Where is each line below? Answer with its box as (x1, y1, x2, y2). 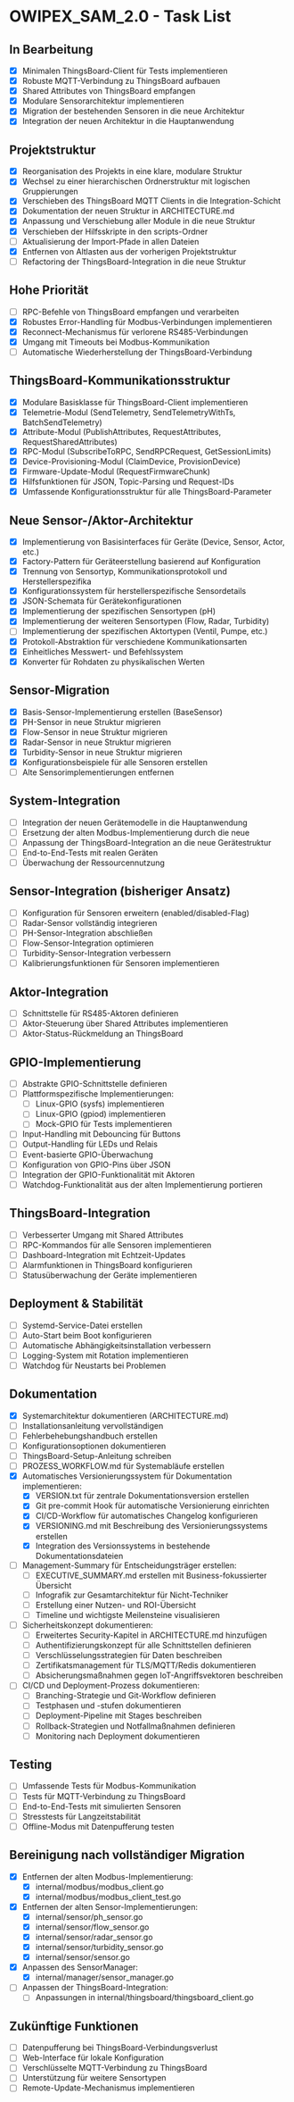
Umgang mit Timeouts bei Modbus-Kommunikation (21, 337, 210, 347)
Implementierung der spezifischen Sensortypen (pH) (21, 605, 216, 617)
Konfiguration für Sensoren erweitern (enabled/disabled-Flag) (21, 907, 249, 918)
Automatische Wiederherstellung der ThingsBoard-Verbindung (21, 346, 252, 357)
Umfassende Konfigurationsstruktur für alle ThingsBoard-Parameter (21, 487, 272, 497)
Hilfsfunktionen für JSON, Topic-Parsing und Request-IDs (21, 476, 234, 488)
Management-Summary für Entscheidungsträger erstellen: (21, 1560, 238, 1571)
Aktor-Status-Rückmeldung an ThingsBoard (21, 1029, 184, 1039)
